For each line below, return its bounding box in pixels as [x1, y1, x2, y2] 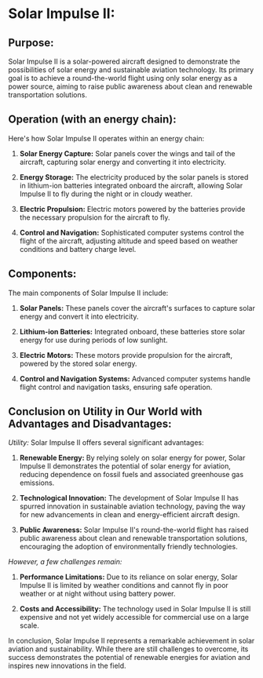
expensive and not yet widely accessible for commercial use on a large [19, 613, 250, 622]
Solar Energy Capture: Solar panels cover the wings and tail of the [19, 148, 236, 158]
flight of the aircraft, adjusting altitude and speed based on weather [19, 236, 238, 246]
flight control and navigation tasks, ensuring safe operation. [19, 382, 213, 392]
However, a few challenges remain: [8, 557, 122, 567]
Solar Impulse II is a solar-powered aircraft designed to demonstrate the [8, 56, 241, 66]
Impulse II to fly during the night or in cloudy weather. [19, 189, 193, 199]
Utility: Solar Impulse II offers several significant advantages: [8, 438, 204, 447]
